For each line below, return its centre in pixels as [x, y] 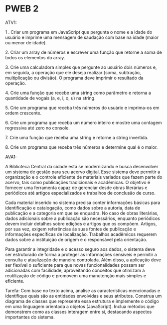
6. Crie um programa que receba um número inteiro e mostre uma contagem [83, 122]
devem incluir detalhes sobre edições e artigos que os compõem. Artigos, [81, 223]
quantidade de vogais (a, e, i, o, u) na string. [50, 98]
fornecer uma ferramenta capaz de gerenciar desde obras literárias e [76, 188]
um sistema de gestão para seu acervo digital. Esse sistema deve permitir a [83, 172]
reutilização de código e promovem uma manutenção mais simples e [76, 275]
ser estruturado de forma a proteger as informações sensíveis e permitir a [81, 254]
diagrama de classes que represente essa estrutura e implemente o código [82, 301]
